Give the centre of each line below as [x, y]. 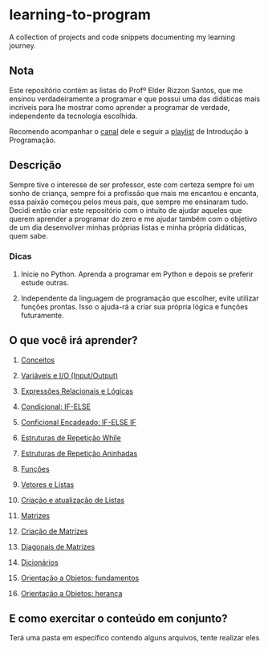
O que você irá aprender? [74, 340]
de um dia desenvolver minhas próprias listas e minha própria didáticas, [128, 227]
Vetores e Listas [47, 484]
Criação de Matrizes [54, 531]
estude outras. [45, 282]
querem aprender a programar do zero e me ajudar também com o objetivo [133, 219]
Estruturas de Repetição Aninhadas [79, 453]
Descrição [35, 165]
